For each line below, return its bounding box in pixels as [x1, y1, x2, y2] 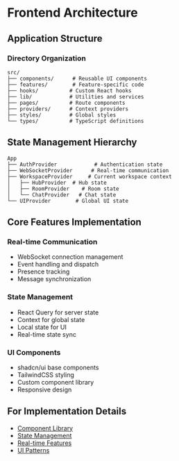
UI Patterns [17, 446, 50, 454]
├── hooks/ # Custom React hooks [7, 87, 132, 94]
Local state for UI [17, 323, 67, 331]
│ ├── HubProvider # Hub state [7, 179, 108, 186]
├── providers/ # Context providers [7, 106, 129, 112]
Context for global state [17, 315, 85, 324]
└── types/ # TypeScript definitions [7, 117, 144, 124]
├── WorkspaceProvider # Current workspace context [7, 173, 172, 180]
